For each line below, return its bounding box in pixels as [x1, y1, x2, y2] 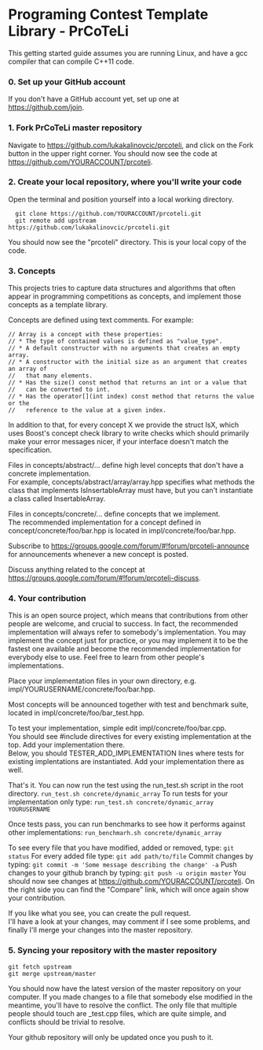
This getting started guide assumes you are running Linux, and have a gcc [8, 48, 248, 58]
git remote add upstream [15, 217, 97, 224]
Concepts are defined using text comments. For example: [8, 315, 194, 325]
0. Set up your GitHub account [8, 76, 126, 87]
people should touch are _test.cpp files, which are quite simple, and [8, 1008, 227, 1018]
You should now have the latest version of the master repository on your [8, 983, 242, 993]
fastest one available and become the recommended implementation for [8, 644, 242, 654]
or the [8, 399, 30, 407]
